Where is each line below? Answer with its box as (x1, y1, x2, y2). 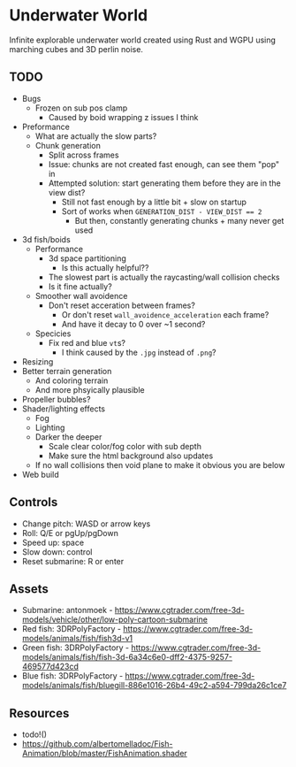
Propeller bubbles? (21, 394, 91, 404)
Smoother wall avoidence (34, 290, 128, 301)
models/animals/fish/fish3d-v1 (21, 633, 133, 644)
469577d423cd (21, 661, 80, 672)
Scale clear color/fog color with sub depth (48, 441, 201, 451)
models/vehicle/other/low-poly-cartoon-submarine (21, 614, 208, 625)
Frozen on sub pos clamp (34, 103, 128, 113)
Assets (9, 581, 49, 596)
